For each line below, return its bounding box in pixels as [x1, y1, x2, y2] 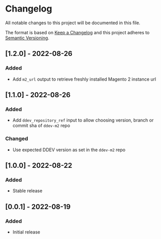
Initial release [12, 229, 40, 235]
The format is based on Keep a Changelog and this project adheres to [5, 29, 150, 35]
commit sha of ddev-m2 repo [12, 123, 70, 129]
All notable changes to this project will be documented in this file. [5, 20, 141, 26]
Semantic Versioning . [5, 35, 49, 41]
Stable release [12, 188, 43, 194]
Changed [5, 135, 29, 142]
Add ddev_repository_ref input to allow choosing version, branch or [12, 117, 154, 124]
